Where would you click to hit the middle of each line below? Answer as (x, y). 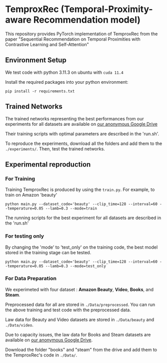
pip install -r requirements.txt (40, 91)
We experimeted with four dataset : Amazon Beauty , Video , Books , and (79, 289)
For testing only (24, 236)
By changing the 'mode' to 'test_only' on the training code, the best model (81, 247)
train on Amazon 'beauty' (31, 195)
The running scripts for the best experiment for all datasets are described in (83, 218)
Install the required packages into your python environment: (67, 82)
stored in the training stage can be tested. (48, 252)
